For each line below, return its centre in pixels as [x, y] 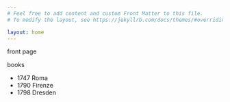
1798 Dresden [37, 92]
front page [22, 51]
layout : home [26, 32]
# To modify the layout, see [49, 20]
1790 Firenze [35, 86]
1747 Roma [32, 78]
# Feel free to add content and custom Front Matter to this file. [105, 13]
